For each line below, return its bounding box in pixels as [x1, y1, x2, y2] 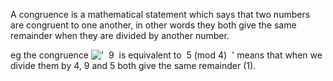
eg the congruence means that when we [10, 49, 323, 61]
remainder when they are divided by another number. [10, 30, 230, 41]
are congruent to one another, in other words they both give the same [10, 19, 297, 31]
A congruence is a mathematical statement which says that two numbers [10, 9, 311, 20]
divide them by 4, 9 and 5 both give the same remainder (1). [10, 60, 257, 71]
